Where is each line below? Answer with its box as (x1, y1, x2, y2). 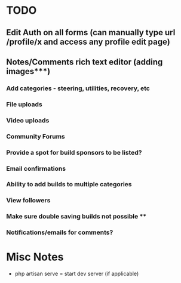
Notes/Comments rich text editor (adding (6, 57, 163, 67)
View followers (6, 196, 51, 205)
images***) (6, 66, 51, 76)
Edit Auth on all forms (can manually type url (6, 27, 176, 38)
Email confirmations (6, 164, 66, 173)
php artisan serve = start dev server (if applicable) (14, 270, 139, 278)
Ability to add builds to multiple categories (6, 180, 132, 189)
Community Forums (6, 132, 65, 140)
